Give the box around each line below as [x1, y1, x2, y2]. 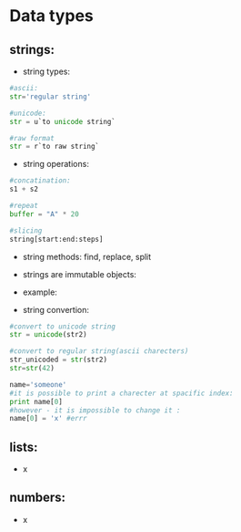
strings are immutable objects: [22, 268, 136, 279]
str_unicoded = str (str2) [9, 355, 107, 365]
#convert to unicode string [9, 321, 116, 331]
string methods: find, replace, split [22, 251, 152, 262]
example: [22, 287, 57, 297]
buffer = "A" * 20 [9, 209, 79, 219]
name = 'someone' [9, 380, 67, 389]
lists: [9, 439, 38, 454]
